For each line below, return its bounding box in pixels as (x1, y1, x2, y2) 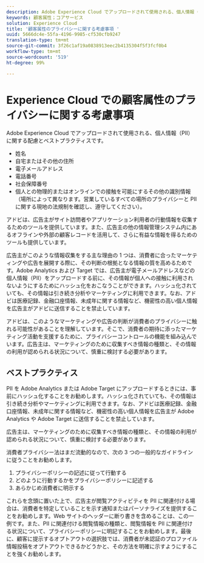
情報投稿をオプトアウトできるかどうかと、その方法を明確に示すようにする (6, 543, 192, 550)
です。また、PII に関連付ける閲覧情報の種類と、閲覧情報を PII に (11, 520, 172, 527)
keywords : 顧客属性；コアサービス (6, 15, 84, 21)
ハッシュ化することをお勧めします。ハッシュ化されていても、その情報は (16, 392, 197, 400)
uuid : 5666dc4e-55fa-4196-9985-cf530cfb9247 (6, 32, 121, 38)
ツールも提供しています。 (6, 239, 70, 246)
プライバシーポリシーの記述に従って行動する (15, 469, 127, 477)
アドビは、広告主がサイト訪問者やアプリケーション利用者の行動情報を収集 (6, 216, 192, 223)
